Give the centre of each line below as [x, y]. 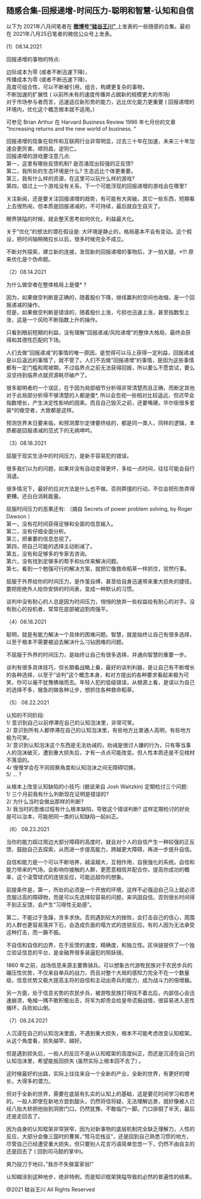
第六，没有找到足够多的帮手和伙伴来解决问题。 [64, 561]
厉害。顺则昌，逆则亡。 [51, 148]
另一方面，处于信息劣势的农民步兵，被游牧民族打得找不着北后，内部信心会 [98, 993]
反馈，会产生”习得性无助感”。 [58, 904]
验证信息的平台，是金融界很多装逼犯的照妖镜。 [69, 952]
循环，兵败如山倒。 [30, 1008]
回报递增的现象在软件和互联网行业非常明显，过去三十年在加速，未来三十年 [98, 141]
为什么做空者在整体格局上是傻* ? [46, 284]
